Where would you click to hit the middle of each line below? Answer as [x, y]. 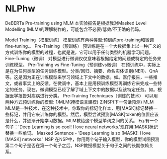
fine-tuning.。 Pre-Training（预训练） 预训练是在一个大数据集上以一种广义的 [83, 46]
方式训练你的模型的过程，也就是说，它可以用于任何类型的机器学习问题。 [79, 52]
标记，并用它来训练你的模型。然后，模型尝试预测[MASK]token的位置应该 [84, 114]
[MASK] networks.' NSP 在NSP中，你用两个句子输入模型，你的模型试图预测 [83, 139]
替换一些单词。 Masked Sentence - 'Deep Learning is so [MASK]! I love [78, 133]
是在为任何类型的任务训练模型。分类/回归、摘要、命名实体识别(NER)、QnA [82, 71]
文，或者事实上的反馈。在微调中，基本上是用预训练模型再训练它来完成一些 [81, 83]
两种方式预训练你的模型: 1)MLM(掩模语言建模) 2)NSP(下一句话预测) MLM [80, 102]
